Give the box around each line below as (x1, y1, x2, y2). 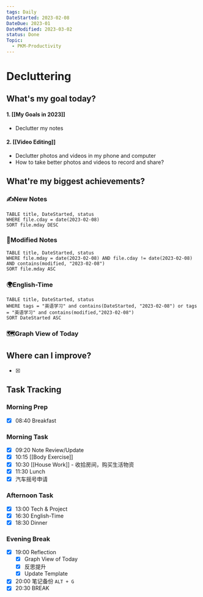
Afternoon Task (6, 491, 54, 500)
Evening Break (6, 535, 51, 543)
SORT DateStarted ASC (6, 315, 62, 321)
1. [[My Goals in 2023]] (6, 111, 65, 118)
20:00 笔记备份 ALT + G (15, 577, 75, 585)
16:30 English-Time (15, 512, 64, 519)
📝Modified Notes (6, 236, 58, 245)
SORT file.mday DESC (6, 221, 59, 228)
